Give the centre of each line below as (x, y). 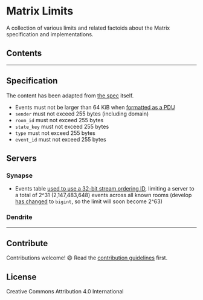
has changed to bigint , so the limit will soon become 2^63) (89, 201)
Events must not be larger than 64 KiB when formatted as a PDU (95, 107)
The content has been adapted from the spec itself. (70, 96)
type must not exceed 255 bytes (55, 133)
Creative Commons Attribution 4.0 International (65, 292)
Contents (24, 54)
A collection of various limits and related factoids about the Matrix (88, 28)
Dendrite (19, 217)
